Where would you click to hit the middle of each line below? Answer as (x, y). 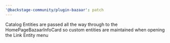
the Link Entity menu (27, 35)
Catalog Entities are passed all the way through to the (62, 24)
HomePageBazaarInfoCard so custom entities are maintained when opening (85, 30)
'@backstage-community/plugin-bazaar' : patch (54, 10)
